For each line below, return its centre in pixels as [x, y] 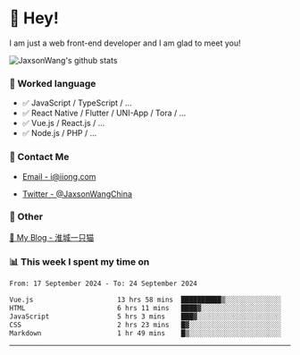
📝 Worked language [53, 83]
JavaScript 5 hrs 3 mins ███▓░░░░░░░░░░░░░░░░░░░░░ [145, 317]
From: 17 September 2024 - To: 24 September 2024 [104, 284]
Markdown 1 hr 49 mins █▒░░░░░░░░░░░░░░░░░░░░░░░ [145, 333]
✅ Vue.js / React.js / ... [63, 123]
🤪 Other [26, 216]
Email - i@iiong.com [59, 176]
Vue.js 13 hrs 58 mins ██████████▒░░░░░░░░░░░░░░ [145, 300]
